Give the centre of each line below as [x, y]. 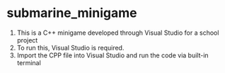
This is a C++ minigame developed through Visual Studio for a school [118, 33]
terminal [29, 62]
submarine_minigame [72, 13]
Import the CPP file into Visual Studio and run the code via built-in [113, 55]
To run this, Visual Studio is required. [70, 47]
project [27, 40]
